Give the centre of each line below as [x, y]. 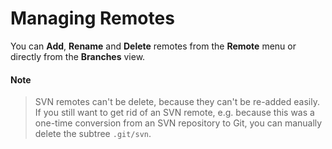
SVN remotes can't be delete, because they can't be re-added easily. [177, 102]
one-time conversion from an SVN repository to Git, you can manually [178, 123]
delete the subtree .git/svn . [93, 134]
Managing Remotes [92, 18]
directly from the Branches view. [78, 56]
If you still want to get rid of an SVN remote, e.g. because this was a [174, 113]
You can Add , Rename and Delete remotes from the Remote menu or [153, 46]
